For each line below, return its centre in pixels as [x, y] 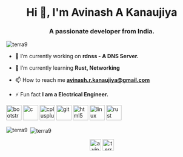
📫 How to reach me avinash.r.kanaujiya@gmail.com [82, 80]
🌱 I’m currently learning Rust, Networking [67, 68]
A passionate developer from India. [102, 32]
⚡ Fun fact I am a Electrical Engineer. [62, 95]
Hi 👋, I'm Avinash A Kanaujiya [102, 12]
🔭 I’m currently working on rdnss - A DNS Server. [77, 56]
